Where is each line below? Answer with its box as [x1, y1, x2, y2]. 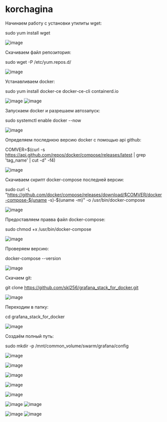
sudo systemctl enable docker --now [5, 117, 81, 123]
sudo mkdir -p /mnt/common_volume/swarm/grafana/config [5, 343, 129, 349]
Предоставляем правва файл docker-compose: [5, 216, 106, 222]
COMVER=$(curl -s [5, 147, 45, 153]
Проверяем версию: [5, 245, 49, 251]
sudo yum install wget [5, 30, 50, 36]
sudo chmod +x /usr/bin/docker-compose [5, 226, 91, 232]
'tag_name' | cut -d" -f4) [5, 157, 56, 163]
